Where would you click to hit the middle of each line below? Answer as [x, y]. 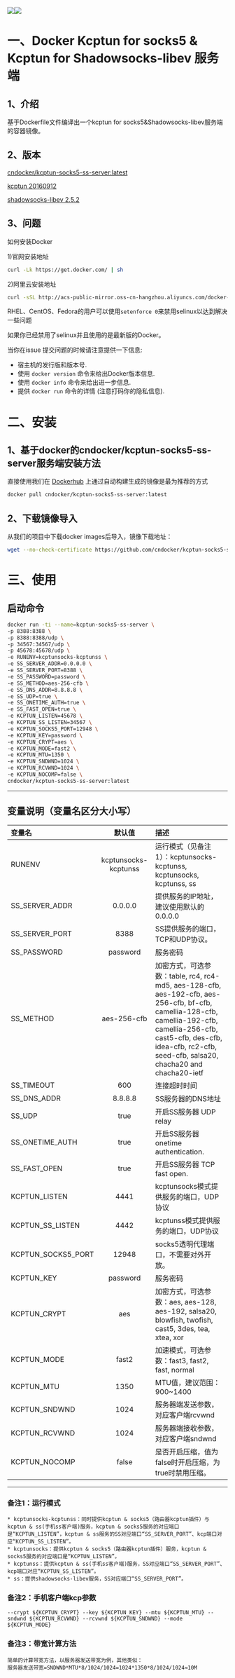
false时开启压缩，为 [187, 1462]
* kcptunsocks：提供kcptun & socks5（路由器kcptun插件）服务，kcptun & [107, 1549]
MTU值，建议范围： [187, 1382]
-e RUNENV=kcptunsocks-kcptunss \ [58, 657]
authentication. [179, 1152]
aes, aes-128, [193, 1302]
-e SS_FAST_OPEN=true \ [42, 709]
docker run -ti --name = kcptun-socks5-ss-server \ [81, 625]
